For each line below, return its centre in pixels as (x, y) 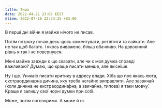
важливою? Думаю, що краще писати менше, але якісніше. (67, 66)
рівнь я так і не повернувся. (34, 52)
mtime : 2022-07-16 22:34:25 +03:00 (41, 18)
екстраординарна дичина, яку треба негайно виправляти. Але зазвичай (80, 81)
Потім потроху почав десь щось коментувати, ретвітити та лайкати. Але (80, 42)
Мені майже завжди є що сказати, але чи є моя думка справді (70, 62)
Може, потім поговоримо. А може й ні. (45, 101)
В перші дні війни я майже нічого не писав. (50, 32)
